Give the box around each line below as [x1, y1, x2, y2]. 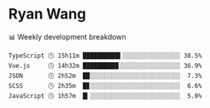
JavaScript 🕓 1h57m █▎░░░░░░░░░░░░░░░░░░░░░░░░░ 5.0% [8, 92, 203, 100]
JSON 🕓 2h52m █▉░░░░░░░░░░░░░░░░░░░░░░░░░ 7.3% [8, 72, 203, 80]
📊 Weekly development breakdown [8, 31, 126, 41]
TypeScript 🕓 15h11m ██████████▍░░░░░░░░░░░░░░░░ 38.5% [8, 52, 203, 60]
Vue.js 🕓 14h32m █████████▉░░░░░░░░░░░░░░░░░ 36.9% [8, 61, 203, 69]
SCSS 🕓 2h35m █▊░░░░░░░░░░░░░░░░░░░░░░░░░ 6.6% [8, 81, 203, 89]
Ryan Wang [8, 5, 87, 23]
